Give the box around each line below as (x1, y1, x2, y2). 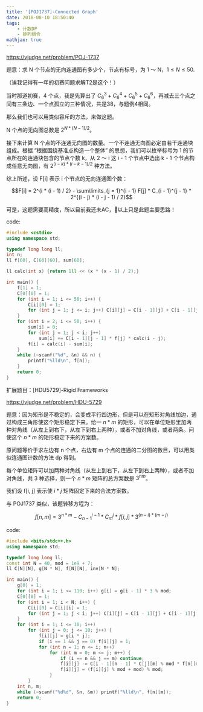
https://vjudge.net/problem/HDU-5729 (6, 398, 102, 405)
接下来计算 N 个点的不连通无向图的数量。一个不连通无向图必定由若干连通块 (6, 140, 193, 147)
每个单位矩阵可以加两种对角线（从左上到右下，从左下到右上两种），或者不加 (6, 466, 195, 474)
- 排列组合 (17, 31, 41, 37)
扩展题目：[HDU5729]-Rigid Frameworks (6, 386, 109, 393)
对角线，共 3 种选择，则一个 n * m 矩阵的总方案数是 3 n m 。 (6, 473, 151, 482)
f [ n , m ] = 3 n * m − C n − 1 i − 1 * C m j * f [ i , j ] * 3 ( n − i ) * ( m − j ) (34, 512, 169, 522)
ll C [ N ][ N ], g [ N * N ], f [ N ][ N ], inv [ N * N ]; (6, 566, 120, 572)
